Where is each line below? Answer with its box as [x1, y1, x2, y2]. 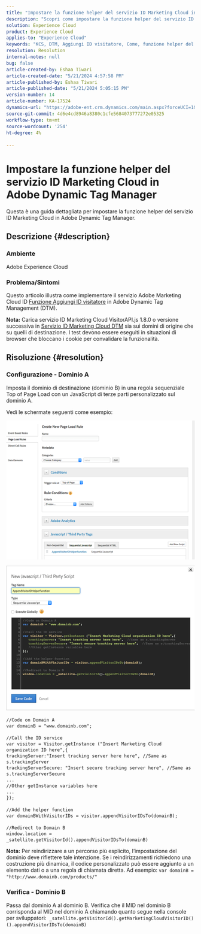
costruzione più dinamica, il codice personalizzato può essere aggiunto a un [6, 860, 194, 867]
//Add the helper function [6, 807, 74, 813]
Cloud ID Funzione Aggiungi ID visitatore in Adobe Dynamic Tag [6, 298, 163, 306]
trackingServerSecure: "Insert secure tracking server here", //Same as [6, 765, 191, 771]
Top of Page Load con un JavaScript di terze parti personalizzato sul [6, 390, 175, 398]
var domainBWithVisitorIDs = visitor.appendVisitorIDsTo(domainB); [6, 813, 178, 819]
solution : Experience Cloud [6, 22, 77, 28]
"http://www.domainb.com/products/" [6, 874, 98, 880]
